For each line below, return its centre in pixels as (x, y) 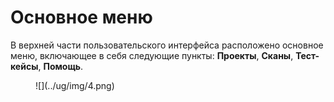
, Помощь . (61, 66)
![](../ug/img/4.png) (75, 85)
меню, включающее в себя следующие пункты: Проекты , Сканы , (152, 55)
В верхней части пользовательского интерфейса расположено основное (167, 45)
